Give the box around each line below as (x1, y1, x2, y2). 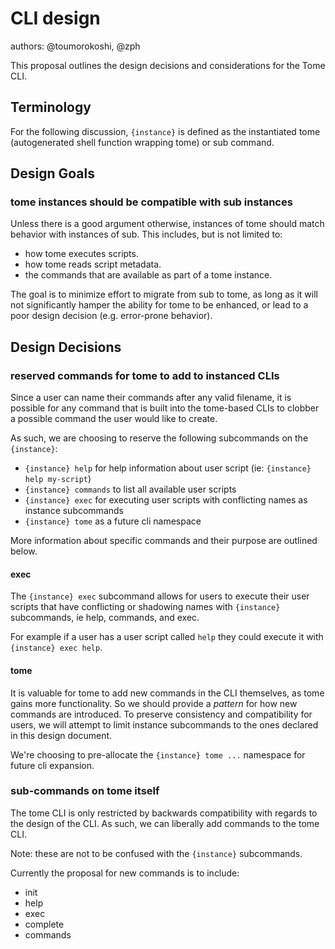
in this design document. (10, 729, 113, 741)
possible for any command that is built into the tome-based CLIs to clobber (10, 402, 320, 414)
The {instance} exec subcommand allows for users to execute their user (10, 590, 310, 602)
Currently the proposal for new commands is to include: (10, 867, 240, 879)
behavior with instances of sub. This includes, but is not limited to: (10, 228, 283, 241)
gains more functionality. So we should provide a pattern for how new (10, 697, 298, 709)
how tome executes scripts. (24, 248, 139, 260)
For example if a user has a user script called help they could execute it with (10, 631, 324, 643)
